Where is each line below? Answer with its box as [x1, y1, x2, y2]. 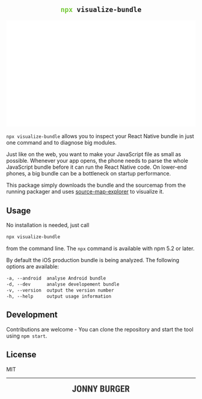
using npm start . [6, 332, 47, 339]
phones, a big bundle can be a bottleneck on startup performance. [6, 170, 171, 177]
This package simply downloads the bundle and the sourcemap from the [6, 181, 186, 189]
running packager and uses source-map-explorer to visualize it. [6, 188, 164, 195]
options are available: [6, 263, 60, 270]
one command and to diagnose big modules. [6, 139, 117, 146]
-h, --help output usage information [6, 293, 112, 300]
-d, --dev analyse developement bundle [6, 281, 120, 287]
